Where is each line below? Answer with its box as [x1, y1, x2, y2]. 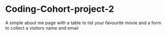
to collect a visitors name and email [5, 25, 79, 31]
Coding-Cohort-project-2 [5, 3, 115, 15]
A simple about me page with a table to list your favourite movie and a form [5, 20, 161, 26]
